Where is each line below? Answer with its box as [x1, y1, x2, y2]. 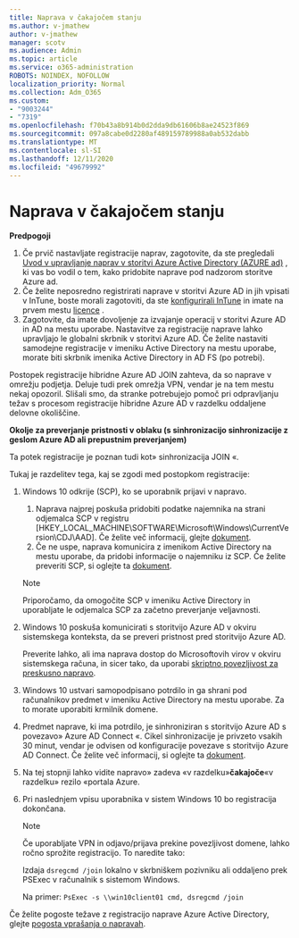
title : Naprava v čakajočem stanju [9, 13, 142, 22]
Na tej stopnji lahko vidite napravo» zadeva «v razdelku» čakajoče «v [21, 767, 274, 778]
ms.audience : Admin [9, 46, 82, 55]
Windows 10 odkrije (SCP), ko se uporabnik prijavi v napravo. [21, 486, 247, 497]
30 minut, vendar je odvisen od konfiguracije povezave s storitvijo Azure [21, 741, 288, 751]
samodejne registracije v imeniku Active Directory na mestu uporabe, [21, 343, 277, 354]
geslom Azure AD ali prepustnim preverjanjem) [9, 434, 187, 445]
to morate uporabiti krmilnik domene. [21, 704, 159, 715]
